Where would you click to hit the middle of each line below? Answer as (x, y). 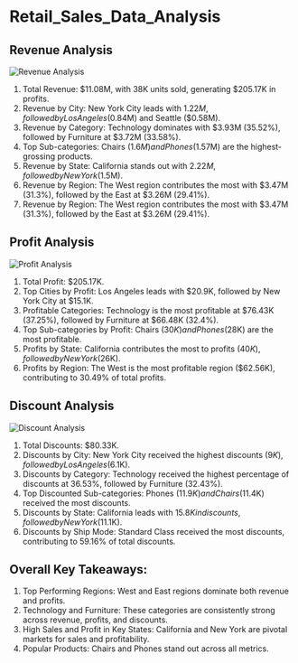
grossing (39, 156)
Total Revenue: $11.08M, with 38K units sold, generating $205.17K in (149, 89)
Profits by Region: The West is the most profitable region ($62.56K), (149, 368)
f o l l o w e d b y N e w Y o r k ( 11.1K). (72, 522)
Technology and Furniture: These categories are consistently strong (149, 611)
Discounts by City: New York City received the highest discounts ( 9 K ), (153, 454)
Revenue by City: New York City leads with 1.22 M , (115, 108)
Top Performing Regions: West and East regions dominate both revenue (155, 591)
